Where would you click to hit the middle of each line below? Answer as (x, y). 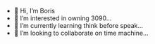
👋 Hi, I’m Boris (34, 11)
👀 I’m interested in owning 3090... (63, 18)
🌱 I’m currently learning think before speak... (78, 25)
